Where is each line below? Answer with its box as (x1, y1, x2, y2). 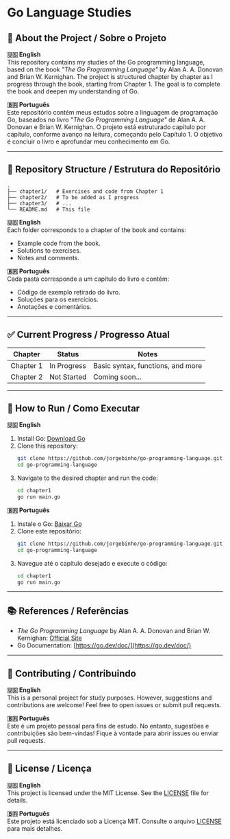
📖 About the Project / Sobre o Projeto (7, 32, 166, 44)
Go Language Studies (7, 5, 132, 21)
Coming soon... (93, 372, 142, 382)
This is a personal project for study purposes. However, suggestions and (7, 693, 212, 702)
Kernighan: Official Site (16, 634, 82, 643)
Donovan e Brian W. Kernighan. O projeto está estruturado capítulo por (7, 123, 207, 131)
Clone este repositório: (16, 527, 82, 535)
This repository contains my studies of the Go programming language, (7, 58, 205, 66)
